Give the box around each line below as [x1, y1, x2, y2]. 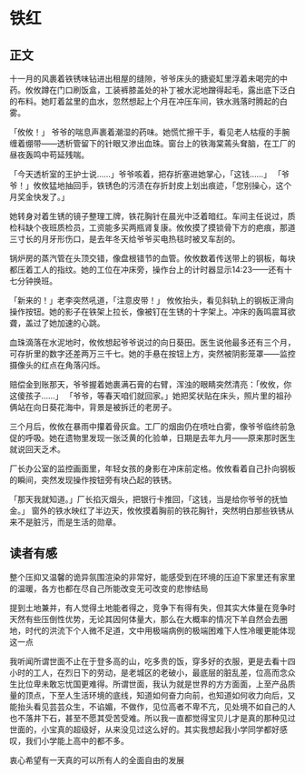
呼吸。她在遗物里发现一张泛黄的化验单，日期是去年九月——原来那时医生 [25, 433, 296, 443]
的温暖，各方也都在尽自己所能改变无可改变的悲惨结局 [9, 583, 209, 594]
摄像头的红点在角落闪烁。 [9, 360, 105, 370]
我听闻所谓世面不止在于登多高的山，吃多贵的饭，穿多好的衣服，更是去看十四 [9, 656, 296, 667]
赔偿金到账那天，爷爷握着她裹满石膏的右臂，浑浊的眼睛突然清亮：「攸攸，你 [9, 379, 292, 389]
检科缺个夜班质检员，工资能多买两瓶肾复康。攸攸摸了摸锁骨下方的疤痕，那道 [9, 222, 296, 233]
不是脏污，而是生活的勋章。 [16, 517, 121, 528]
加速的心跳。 [56, 317, 105, 328]
